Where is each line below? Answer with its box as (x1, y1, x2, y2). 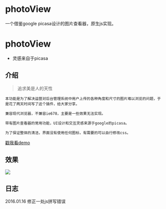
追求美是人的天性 (17, 85, 53, 91)
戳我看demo (5, 139, 30, 145)
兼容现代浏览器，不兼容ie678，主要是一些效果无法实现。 (5, 111, 106, 116)
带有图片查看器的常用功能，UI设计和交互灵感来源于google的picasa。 (5, 121, 130, 126)
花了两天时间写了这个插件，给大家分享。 (8, 101, 80, 106)
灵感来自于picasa (12, 55, 48, 61)
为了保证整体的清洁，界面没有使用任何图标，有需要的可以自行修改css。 (5, 130, 131, 135)
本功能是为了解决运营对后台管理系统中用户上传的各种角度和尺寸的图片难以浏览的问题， (5, 96, 158, 101)
